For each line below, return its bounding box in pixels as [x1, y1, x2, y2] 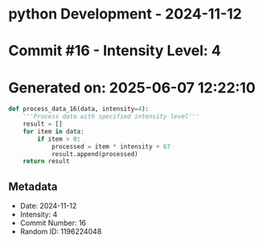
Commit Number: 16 [19, 218, 87, 228]
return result [23, 158, 70, 166]
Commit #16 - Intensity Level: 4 [8, 42, 221, 60]
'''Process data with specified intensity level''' [23, 113, 199, 121]
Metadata [8, 179, 58, 193]
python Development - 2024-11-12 [8, 5, 243, 23]
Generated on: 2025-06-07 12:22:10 [8, 78, 256, 97]
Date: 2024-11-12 [19, 201, 77, 211]
